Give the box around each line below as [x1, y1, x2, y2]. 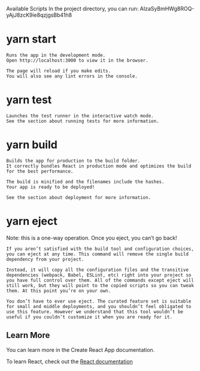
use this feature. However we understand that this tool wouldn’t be [6, 309, 184, 315]
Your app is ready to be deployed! [6, 184, 95, 190]
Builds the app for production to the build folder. [6, 158, 141, 164]
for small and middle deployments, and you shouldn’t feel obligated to [6, 303, 192, 309]
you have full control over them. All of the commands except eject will [6, 277, 195, 283]
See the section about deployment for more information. [6, 194, 151, 200]
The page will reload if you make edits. [6, 68, 111, 74]
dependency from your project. [6, 256, 84, 263]
